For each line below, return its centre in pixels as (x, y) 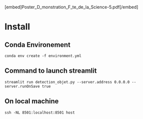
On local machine (32, 101)
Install (17, 27)
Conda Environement (37, 45)
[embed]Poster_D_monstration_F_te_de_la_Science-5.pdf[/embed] (71, 7)
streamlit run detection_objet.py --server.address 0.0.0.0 (67, 82)
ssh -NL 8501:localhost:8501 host (40, 112)
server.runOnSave (22, 86)
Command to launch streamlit (51, 71)
